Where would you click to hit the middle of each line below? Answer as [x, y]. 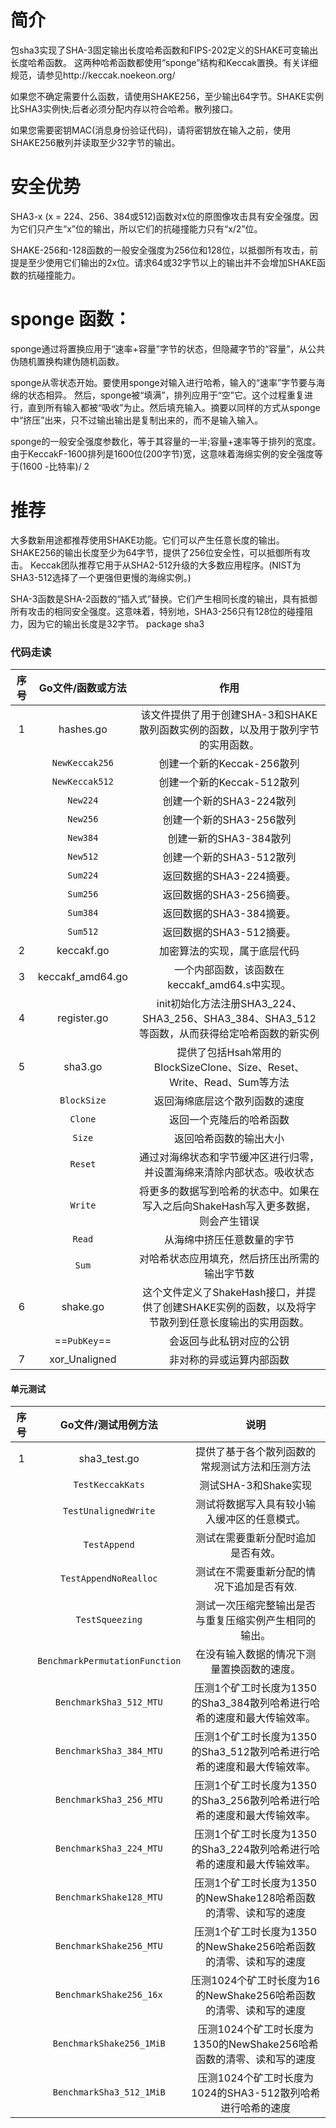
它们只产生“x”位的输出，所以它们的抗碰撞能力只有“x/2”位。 [140, 228]
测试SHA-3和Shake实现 [256, 1486]
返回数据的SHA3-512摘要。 [229, 933]
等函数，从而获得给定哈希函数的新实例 [229, 1034]
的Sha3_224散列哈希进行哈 [255, 1849]
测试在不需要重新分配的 [251, 1572]
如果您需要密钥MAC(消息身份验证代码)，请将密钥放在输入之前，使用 [151, 130]
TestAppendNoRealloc [109, 1579]
